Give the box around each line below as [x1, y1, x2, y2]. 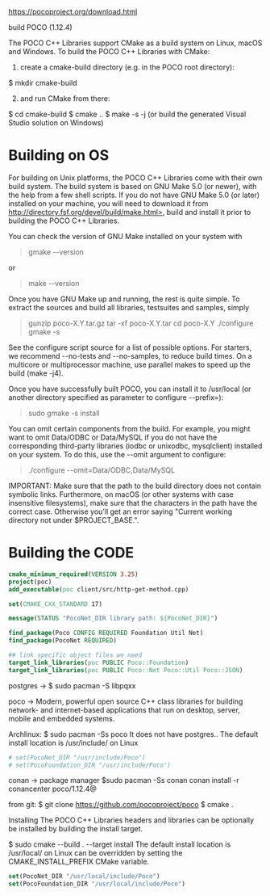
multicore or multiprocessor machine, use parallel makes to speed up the [8, 360, 251, 369]
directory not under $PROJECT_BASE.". [8, 515, 139, 524]
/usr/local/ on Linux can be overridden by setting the [8, 848, 183, 858]
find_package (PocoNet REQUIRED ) [8, 637, 117, 645]
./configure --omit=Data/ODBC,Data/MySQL [27, 465, 176, 475]
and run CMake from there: [19, 94, 110, 103]
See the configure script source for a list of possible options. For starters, [8, 343, 252, 352]
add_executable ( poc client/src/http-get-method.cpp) [8, 585, 189, 593]
